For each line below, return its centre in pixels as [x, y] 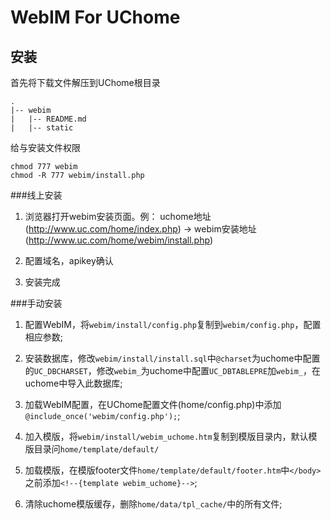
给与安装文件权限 [45, 147]
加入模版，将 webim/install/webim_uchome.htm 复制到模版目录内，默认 [166, 436]
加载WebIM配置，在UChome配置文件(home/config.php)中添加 [153, 404]
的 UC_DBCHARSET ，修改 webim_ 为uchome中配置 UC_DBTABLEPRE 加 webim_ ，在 [173, 370]
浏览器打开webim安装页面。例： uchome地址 [118, 216]
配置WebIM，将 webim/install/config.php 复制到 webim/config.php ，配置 [173, 324]
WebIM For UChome [95, 17]
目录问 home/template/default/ [96, 449]
